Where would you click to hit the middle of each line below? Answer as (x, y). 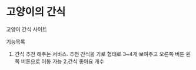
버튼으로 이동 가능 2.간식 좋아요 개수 (63, 61)
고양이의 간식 (36, 12)
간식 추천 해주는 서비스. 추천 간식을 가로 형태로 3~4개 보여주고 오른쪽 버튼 (99, 54)
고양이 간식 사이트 (26, 29)
